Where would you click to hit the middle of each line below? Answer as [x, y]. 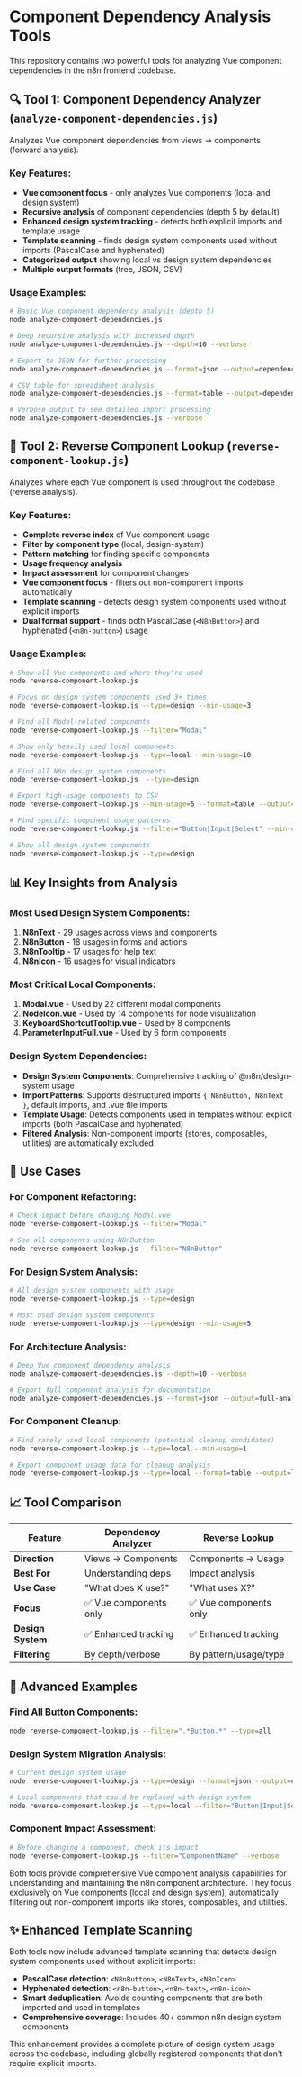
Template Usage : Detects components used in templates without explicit [157, 1114]
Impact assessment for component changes [105, 573]
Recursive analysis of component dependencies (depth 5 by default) [151, 212]
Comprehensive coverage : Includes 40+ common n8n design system [152, 2018]
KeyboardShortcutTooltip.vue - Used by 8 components [126, 1023]
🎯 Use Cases [45, 1171]
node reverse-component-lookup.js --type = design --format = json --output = [151, 1781]
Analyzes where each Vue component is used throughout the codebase [142, 482]
